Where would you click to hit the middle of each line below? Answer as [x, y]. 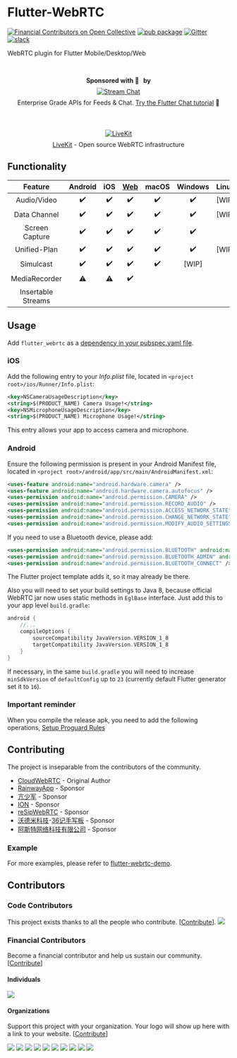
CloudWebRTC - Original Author [64, 780]
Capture [36, 236]
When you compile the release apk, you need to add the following [103, 720]
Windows [193, 187]
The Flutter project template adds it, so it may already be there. [99, 577]
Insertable [37, 292]
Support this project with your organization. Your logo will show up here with [119, 1026]
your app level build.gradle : [49, 606]
